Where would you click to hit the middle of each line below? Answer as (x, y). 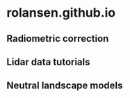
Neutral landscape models (65, 86)
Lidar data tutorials (49, 62)
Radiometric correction (58, 39)
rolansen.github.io (61, 13)
